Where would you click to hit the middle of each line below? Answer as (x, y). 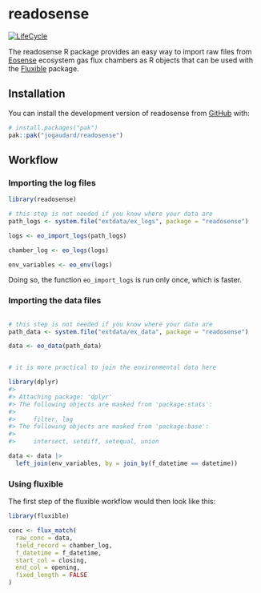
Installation (37, 94)
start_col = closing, (52, 560)
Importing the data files (55, 301)
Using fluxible (36, 483)
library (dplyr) (34, 382)
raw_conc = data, (44, 538)
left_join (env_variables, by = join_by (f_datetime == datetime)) (127, 463)
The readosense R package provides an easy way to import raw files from (130, 51)
